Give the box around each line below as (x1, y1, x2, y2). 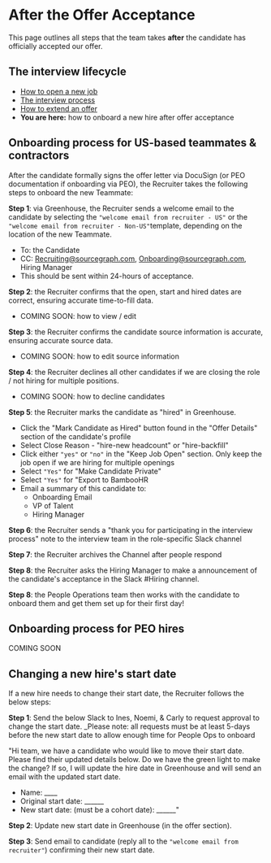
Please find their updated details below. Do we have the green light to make (8, 755, 261, 765)
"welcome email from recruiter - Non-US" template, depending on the (8, 220, 243, 230)
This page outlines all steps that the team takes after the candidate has (8, 33, 246, 42)
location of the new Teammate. (8, 229, 112, 239)
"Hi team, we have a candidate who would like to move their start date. (8, 746, 245, 756)
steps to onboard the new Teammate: (8, 187, 134, 197)
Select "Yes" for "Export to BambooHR (19, 474, 148, 485)
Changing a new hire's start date (8, 667, 177, 681)
